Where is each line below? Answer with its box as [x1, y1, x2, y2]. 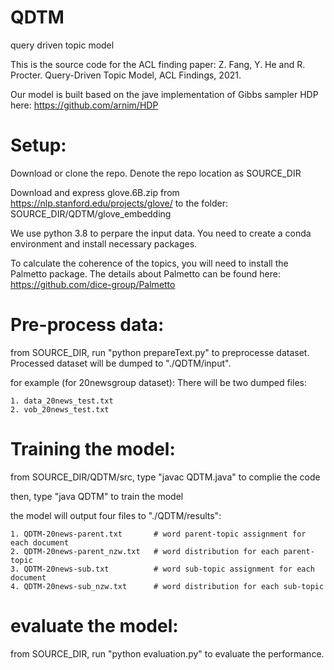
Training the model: [10, 438, 176, 460]
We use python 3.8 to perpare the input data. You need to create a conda [10, 227, 312, 239]
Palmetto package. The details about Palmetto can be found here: [10, 267, 281, 280]
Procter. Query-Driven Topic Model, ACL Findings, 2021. [10, 69, 242, 81]
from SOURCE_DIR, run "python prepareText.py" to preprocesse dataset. [10, 346, 310, 358]
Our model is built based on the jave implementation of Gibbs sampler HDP [10, 88, 319, 100]
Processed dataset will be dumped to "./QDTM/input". [10, 357, 232, 369]
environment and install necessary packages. [10, 237, 198, 250]
